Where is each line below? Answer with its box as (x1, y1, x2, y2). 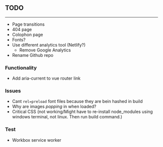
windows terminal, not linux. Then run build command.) (12, 114, 123, 120)
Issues (5, 87, 21, 94)
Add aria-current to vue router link (12, 75, 81, 82)
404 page (12, 26, 32, 32)
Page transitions (12, 21, 45, 27)
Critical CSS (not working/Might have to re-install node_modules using (12, 109, 153, 114)
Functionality (5, 64, 37, 71)
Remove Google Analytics (19, 47, 71, 53)
